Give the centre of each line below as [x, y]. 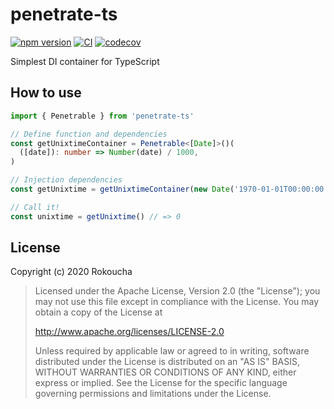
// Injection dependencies [66, 180]
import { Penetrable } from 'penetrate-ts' [102, 116]
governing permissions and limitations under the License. [153, 394]
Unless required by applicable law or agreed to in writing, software [172, 351]
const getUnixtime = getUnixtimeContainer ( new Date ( [122, 189]
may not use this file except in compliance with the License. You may [177, 302]
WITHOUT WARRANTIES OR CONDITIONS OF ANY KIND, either [165, 372]
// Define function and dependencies [89, 134]
